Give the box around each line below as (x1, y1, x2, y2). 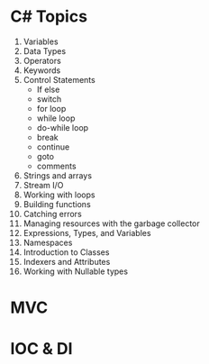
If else (36, 84, 60, 95)
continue (36, 141, 70, 152)
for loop (36, 103, 67, 114)
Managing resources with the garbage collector (23, 218, 201, 229)
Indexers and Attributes (23, 256, 111, 267)
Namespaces (23, 237, 73, 248)
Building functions (23, 198, 91, 209)
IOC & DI (10, 339, 73, 359)
